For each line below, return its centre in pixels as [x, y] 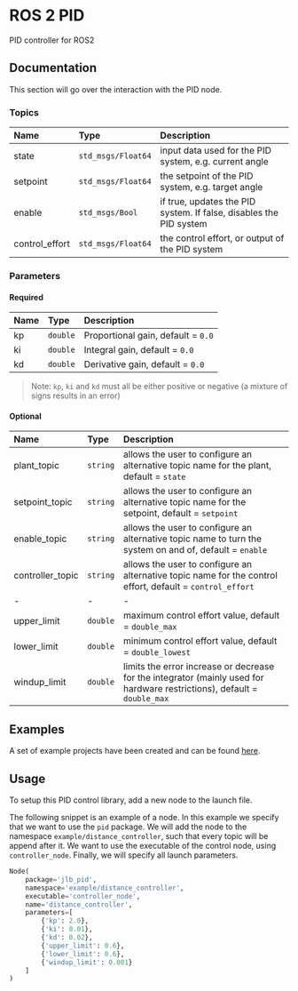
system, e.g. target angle [212, 188]
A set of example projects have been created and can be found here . [135, 751]
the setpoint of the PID [207, 176]
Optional [25, 416]
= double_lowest [157, 652]
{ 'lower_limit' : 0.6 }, [83, 954]
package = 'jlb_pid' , [61, 879]
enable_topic [40, 539]
